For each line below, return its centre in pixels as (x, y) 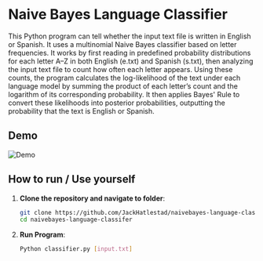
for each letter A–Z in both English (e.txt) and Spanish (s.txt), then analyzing (131, 61)
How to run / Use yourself (72, 179)
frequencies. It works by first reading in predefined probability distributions (130, 53)
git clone (36, 212)
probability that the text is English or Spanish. (81, 111)
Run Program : (42, 235)
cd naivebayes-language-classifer (76, 220)
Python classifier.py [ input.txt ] (76, 249)
